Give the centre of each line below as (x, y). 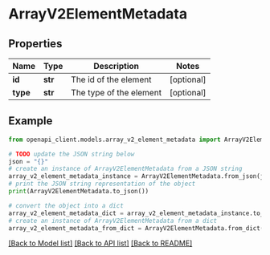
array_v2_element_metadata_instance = (73, 176)
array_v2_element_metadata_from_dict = (75, 228)
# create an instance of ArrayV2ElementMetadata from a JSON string (125, 169)
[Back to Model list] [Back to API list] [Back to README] (100, 243)
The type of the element (117, 93)
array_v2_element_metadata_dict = (66, 213)
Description (116, 66)
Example (31, 121)
